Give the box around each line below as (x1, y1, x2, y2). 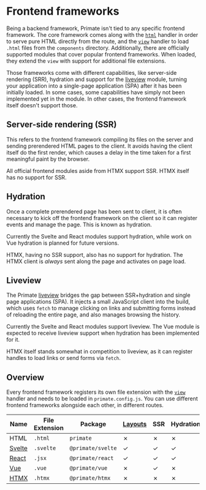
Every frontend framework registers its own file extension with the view (6, 388, 186, 396)
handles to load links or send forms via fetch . (6, 354, 121, 362)
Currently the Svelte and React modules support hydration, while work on (6, 232, 192, 240)
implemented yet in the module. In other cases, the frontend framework (6, 95, 187, 102)
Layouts (122, 420, 147, 429)
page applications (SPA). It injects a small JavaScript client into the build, (6, 298, 190, 305)
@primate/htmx (69, 475, 111, 482)
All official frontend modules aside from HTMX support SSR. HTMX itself (6, 167, 189, 174)
